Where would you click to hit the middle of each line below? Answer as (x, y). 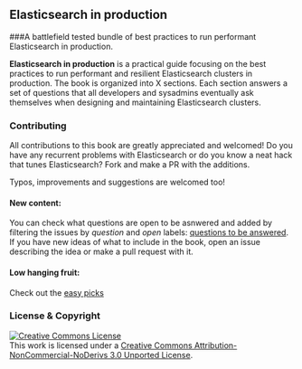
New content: (35, 203)
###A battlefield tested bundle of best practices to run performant (133, 36)
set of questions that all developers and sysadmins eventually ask (132, 92)
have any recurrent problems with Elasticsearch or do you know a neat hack (151, 155)
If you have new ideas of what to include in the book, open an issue (135, 242)
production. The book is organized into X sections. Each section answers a (148, 83)
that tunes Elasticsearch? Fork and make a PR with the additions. (130, 165)
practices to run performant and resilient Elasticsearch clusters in (131, 73)
